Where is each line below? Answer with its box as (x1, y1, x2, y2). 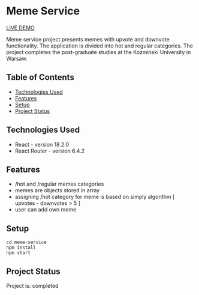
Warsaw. (6, 55, 28, 62)
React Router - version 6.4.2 (14, 147, 85, 154)
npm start (6, 250, 31, 256)
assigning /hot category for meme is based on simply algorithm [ (14, 193, 175, 201)
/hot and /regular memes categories (14, 180, 104, 187)
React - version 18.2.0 (14, 141, 70, 148)
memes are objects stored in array (14, 187, 100, 194)
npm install (6, 245, 36, 251)
